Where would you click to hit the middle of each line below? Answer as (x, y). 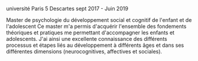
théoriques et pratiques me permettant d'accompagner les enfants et (90, 33)
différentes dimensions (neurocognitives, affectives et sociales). (84, 52)
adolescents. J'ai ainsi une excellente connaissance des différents (87, 39)
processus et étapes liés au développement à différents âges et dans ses (95, 45)
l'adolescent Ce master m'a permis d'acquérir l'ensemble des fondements (96, 26)
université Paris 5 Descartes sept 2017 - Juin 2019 (67, 9)
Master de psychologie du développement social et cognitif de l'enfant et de (99, 20)
